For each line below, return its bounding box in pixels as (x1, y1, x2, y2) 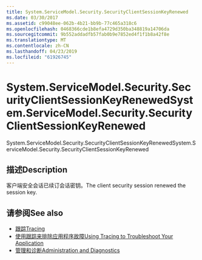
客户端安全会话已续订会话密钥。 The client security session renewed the (6, 182, 186, 189)
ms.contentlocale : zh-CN (6, 43, 69, 49)
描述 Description (6, 165, 68, 175)
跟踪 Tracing (15, 225, 45, 233)
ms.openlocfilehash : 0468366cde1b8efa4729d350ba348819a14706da (6, 26, 170, 32)
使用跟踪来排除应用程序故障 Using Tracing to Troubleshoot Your (15, 233, 173, 240)
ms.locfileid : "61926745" (6, 54, 72, 60)
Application (15, 239, 44, 247)
